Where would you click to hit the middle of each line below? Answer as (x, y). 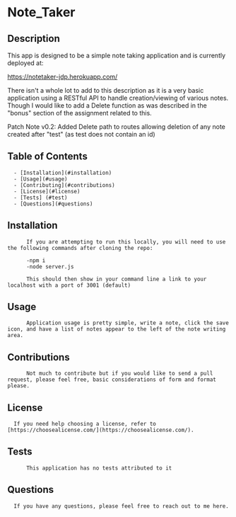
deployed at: (25, 63)
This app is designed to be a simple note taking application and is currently (117, 55)
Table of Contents (48, 157)
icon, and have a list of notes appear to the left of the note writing (117, 329)
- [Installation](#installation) (63, 173)
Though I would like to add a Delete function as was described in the (107, 106)
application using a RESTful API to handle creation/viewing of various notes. (118, 98)
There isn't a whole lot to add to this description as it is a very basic (106, 90)
